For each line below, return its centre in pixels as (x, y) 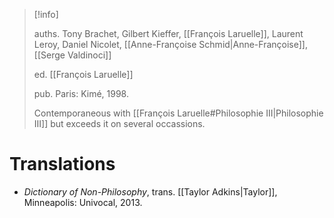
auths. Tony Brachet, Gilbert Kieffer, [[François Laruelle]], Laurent (168, 33)
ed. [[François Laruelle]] (83, 74)
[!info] (46, 14)
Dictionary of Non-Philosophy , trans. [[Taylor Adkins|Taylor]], (150, 191)
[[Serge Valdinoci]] (72, 55)
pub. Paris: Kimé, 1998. (81, 93)
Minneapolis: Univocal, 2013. (83, 202)
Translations (62, 164)
